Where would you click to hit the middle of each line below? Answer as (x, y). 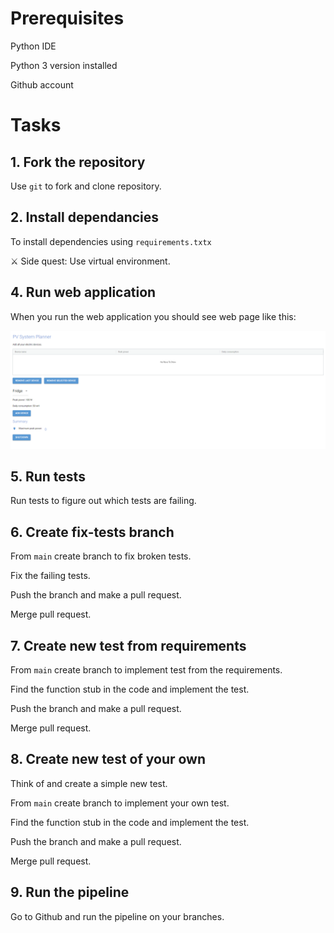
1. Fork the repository (78, 162)
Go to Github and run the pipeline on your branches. (117, 916)
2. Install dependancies (85, 217)
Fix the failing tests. (50, 576)
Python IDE (33, 46)
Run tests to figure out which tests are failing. (103, 501)
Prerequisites (67, 18)
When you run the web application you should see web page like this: (153, 316)
